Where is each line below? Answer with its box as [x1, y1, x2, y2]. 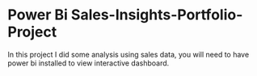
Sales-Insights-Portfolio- [70, 6, 243, 24]
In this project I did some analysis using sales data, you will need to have [7, 49, 250, 59]
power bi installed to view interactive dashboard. [7, 58, 170, 68]
